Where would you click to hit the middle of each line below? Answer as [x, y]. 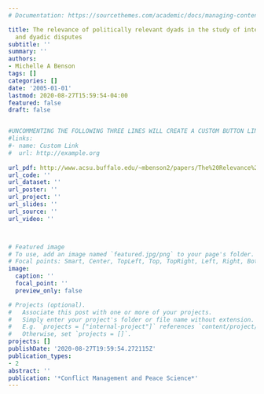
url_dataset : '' [35, 182]
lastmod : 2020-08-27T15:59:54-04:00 [68, 95]
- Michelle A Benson [42, 66]
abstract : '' [29, 370]
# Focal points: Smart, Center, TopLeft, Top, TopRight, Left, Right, [126, 261]
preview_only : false [49, 291]
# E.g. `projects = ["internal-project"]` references [101, 327]
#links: [21, 138]
